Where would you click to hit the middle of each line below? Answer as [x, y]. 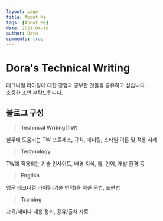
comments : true [25, 39]
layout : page [22, 11]
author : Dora [22, 34]
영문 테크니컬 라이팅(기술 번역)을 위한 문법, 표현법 [63, 187]
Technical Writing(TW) [49, 127]
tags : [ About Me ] [27, 22]
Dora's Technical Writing [68, 68]
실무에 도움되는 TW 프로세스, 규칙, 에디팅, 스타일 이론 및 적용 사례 [82, 140]
